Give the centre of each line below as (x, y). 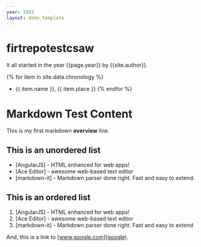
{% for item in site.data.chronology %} (55, 77)
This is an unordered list (53, 150)
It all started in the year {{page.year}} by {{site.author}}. (77, 65)
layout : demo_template (35, 18)
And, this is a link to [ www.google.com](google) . (68, 237)
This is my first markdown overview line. (58, 131)
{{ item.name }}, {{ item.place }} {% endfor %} (74, 89)
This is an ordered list (49, 197)
